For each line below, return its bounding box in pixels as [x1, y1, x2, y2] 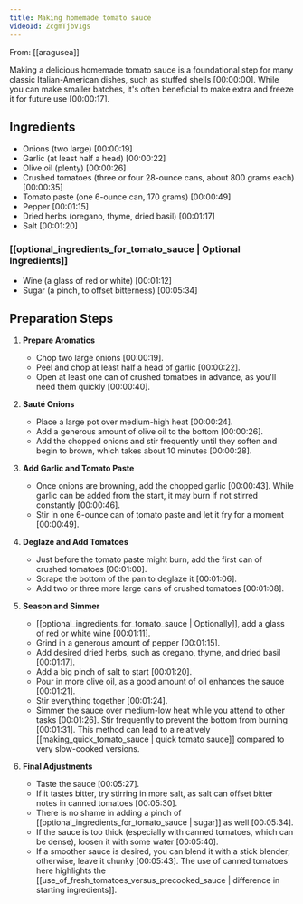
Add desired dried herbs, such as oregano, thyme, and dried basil [35, 647, 281, 658]
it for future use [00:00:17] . [9, 92, 110, 104]
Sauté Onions [22, 399, 75, 410]
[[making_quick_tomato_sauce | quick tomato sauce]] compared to [35, 734, 285, 744]
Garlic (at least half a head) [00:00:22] [22, 153, 166, 164]
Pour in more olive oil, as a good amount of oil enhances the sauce [35, 676, 285, 687]
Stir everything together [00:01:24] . [35, 695, 168, 706]
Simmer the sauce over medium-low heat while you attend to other [35, 705, 285, 716]
